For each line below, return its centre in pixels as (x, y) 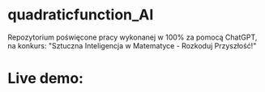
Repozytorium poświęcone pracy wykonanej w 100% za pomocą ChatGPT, (132, 37)
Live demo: (46, 79)
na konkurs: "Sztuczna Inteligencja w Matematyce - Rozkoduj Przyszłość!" (132, 45)
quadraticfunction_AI (81, 15)
